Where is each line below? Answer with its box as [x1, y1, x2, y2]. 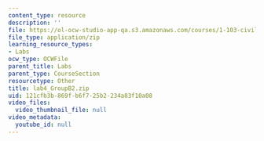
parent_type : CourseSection [8, 70, 101, 78]
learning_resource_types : [8, 41, 93, 49]
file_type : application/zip [8, 33, 101, 42]
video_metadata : [8, 114, 61, 121]
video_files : [8, 99, 51, 107]
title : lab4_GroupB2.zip [8, 84, 90, 92]
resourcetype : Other [8, 77, 76, 85]
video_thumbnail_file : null [15, 107, 108, 114]
